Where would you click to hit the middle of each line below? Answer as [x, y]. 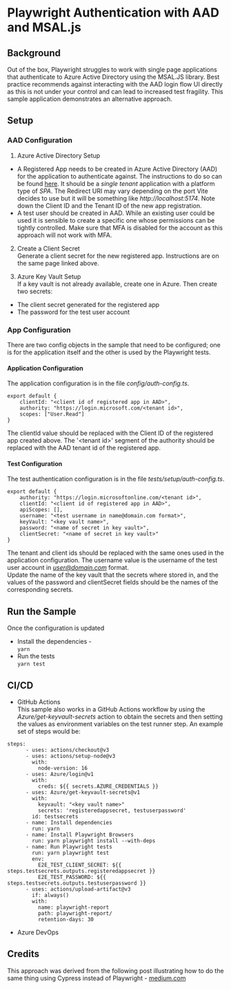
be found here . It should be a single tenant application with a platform [116, 183]
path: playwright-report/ [75, 914]
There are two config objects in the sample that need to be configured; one [114, 344]
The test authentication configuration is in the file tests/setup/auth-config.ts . [116, 479]
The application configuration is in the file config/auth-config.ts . [98, 383]
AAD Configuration [40, 140]
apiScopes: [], [41, 510]
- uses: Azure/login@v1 [60, 775]
